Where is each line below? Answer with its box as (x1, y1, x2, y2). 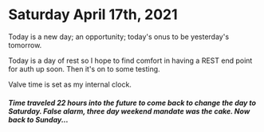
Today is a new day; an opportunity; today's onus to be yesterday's (8, 32, 230, 41)
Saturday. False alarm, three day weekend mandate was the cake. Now (8, 106, 250, 116)
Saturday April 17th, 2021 (8, 6, 178, 24)
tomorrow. (8, 40, 42, 49)
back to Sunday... (8, 115, 69, 124)
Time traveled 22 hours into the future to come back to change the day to (8, 98, 257, 107)
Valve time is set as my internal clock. (8, 80, 132, 89)
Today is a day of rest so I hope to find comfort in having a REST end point (8, 56, 253, 65)
